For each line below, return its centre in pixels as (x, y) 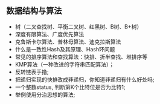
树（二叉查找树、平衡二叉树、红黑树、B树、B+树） (78, 27)
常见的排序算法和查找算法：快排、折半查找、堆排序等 (81, 57)
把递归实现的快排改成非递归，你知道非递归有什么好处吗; (85, 79)
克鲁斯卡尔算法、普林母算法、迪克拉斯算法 (68, 42)
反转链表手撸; (32, 72)
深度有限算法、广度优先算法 (50, 34)
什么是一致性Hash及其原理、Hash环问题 (65, 49)
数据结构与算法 (34, 11)
